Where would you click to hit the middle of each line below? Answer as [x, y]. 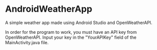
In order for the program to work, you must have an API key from [71, 32]
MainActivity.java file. [27, 42]
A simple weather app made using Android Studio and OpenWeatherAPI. [79, 23]
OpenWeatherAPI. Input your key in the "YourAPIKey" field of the [71, 37]
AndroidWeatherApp [49, 9]
